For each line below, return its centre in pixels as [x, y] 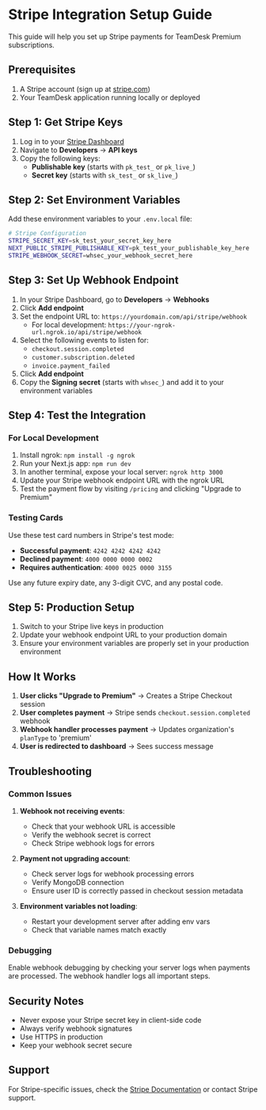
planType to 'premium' [56, 738]
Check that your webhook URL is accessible [103, 826]
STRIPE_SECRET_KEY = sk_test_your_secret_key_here [90, 241]
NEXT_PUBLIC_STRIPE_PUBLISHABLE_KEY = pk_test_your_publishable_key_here [129, 248]
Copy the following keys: [60, 158]
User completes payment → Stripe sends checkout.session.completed [135, 713]
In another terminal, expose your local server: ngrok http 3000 [121, 472]
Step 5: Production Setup [71, 608]
